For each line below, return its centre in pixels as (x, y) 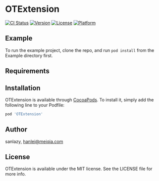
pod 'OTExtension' (24, 114)
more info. (16, 174)
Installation (23, 88)
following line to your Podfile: (35, 105)
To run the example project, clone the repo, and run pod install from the (80, 50)
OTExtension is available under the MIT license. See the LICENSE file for (79, 169)
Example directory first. (29, 55)
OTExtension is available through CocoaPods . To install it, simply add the (79, 99)
